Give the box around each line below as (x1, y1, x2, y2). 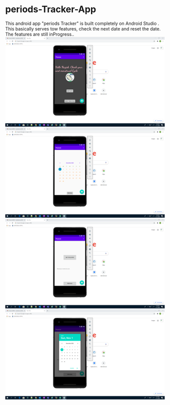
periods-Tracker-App (5, 4, 96, 15)
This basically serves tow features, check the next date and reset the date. (5, 25, 161, 31)
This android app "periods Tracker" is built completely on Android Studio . (5, 20, 159, 26)
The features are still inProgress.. (5, 31, 74, 37)
